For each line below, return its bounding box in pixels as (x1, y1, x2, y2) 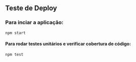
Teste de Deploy (5, 4, 57, 12)
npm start (5, 30, 26, 35)
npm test (5, 52, 24, 57)
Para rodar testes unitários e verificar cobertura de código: (5, 41, 131, 47)
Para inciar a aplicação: (5, 19, 64, 26)
